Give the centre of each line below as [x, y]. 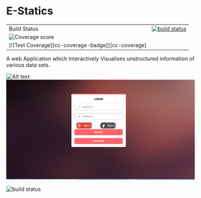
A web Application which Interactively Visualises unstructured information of [100, 59]
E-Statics [30, 11]
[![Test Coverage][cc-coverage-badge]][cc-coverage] [78, 45]
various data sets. [28, 65]
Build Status [24, 29]
